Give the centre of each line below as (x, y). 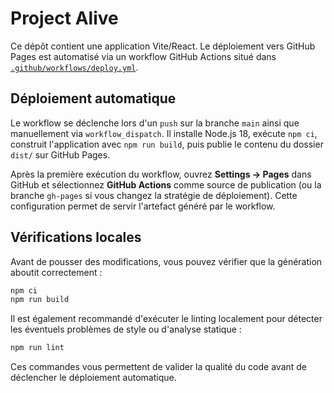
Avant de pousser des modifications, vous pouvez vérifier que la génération (166, 261)
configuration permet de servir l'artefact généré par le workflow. (143, 206)
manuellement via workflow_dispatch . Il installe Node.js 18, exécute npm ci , (164, 133)
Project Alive (64, 18)
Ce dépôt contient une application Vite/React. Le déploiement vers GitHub (163, 46)
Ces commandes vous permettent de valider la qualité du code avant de (159, 367)
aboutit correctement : (56, 272)
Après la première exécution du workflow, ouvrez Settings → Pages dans (161, 174)
